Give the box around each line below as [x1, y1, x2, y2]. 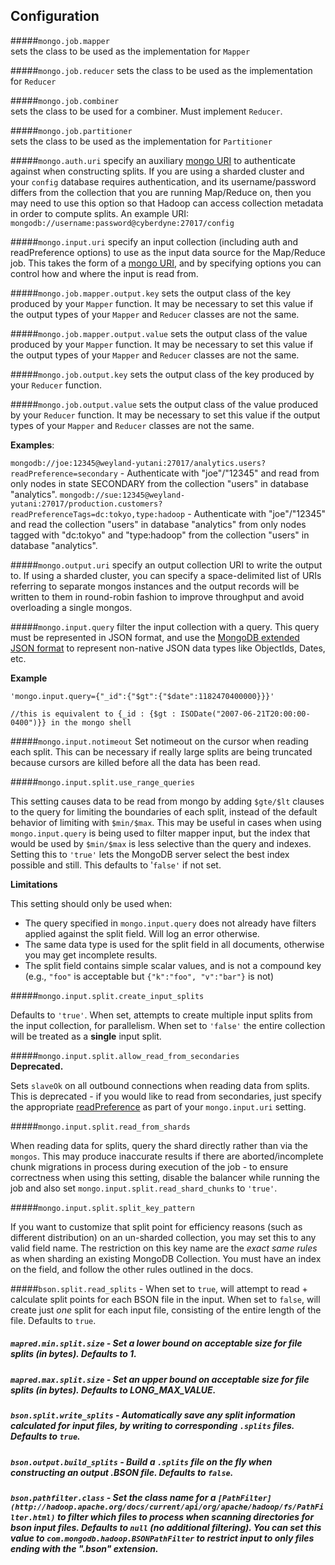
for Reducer [10, 75, 57, 87]
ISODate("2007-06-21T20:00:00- [180, 709, 311, 719]
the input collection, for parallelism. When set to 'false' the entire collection [10, 1019, 326, 1031]
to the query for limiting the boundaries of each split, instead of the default [10, 805, 318, 818]
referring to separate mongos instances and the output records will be [10, 580, 300, 592]
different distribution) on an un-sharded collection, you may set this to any [10, 1231, 317, 1243]
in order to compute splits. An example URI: [10, 207, 190, 219]
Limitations [10, 878, 58, 890]
